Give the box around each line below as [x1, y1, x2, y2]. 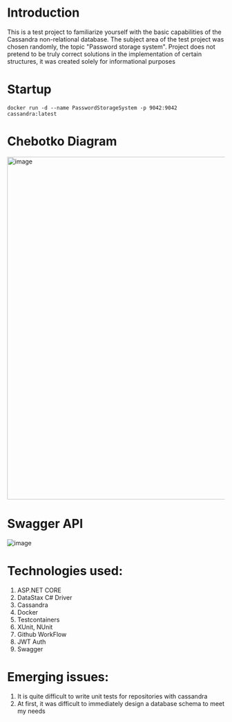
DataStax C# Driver [17, 593, 72, 601]
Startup [7, 82, 52, 98]
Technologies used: [7, 563, 123, 579]
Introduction [7, 5, 80, 21]
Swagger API [7, 516, 84, 531]
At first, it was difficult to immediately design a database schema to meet [17, 699, 225, 707]
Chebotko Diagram [7, 134, 117, 150]
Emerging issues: [7, 669, 109, 685]
